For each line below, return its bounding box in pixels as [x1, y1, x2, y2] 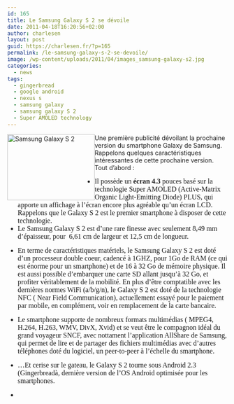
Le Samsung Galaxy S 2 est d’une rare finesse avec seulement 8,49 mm [17, 224, 218, 232]
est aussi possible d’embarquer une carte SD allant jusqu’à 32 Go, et [17, 270, 209, 278]
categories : [7, 62, 42, 69]
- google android [13, 88, 64, 95]
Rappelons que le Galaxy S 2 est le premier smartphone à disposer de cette [17, 208, 226, 217]
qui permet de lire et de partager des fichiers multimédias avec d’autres [17, 339, 217, 347]
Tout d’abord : [94, 163, 135, 172]
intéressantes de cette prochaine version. [94, 155, 214, 165]
